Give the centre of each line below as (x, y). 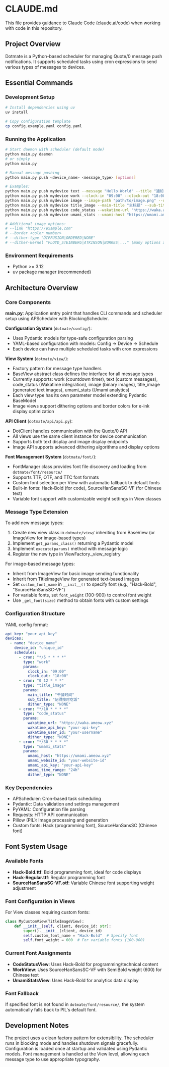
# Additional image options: (36, 224)
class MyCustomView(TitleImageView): (45, 921)
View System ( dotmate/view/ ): (37, 359)
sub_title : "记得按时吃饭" (54, 699)
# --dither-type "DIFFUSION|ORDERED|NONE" (50, 238)
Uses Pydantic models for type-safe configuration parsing (73, 338)
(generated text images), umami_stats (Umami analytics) (71, 390)
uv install (17, 112)
